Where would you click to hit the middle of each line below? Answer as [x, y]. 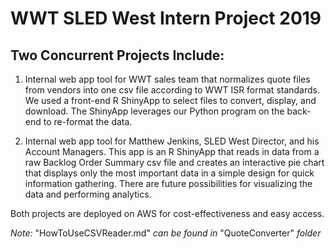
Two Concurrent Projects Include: [117, 55]
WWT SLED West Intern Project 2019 [166, 18]
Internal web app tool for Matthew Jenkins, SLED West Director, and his [172, 141]
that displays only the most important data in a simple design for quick [169, 173]
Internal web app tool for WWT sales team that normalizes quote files [167, 79]
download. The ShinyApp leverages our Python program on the [154, 111]
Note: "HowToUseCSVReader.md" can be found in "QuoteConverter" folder [166, 233]
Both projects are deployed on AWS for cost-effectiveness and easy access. [167, 213]
